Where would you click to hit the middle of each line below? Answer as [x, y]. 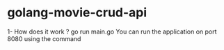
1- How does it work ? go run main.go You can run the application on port [112, 32]
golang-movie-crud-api [77, 13]
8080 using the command [44, 38]
